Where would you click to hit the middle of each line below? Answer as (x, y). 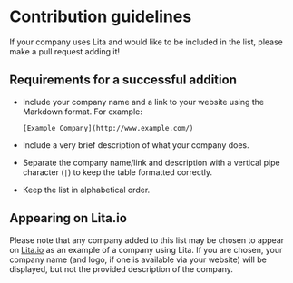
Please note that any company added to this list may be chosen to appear (147, 240)
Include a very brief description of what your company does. (136, 145)
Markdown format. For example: (82, 112)
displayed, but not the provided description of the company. (122, 268)
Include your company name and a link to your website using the (143, 102)
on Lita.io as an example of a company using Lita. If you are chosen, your (146, 249)
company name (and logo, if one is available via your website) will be (138, 259)
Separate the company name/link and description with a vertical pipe (151, 162)
